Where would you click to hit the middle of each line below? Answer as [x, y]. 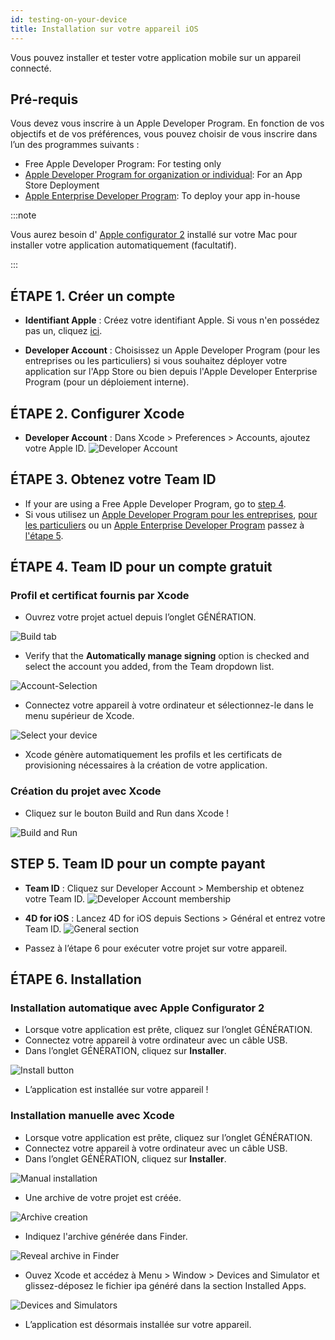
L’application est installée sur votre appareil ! [116, 1090]
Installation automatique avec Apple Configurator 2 [137, 1008]
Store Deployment [62, 185]
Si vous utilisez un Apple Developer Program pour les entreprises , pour [171, 514]
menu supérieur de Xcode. [79, 716]
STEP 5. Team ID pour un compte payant [138, 864]
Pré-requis [44, 99]
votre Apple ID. [55, 448]
